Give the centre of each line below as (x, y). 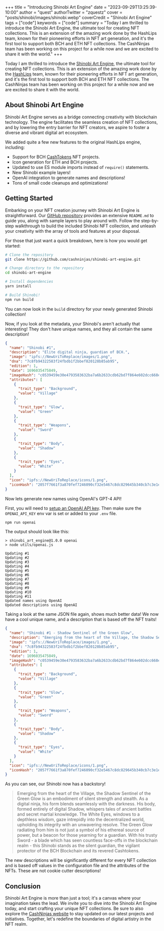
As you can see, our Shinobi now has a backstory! (55, 784)
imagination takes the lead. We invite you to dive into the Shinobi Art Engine (81, 904)
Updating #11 (18, 597)
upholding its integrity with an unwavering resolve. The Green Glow (85, 825)
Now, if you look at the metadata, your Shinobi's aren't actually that (72, 324)
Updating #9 (17, 588)
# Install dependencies (29, 282)
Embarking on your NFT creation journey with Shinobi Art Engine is (72, 210)
